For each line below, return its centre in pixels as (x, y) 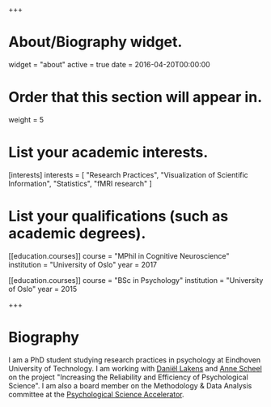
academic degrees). (77, 233)
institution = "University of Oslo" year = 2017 (83, 264)
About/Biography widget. (95, 42)
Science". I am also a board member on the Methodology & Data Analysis (130, 385)
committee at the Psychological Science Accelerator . (96, 394)
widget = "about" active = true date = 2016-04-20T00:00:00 (109, 64)
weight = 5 (26, 119)
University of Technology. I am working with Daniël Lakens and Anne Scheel (135, 368)
